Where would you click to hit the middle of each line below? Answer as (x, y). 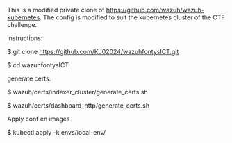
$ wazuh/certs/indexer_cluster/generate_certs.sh (77, 92)
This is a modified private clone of (56, 10)
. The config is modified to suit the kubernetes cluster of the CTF (132, 17)
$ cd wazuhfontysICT (38, 65)
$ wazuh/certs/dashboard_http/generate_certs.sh (78, 106)
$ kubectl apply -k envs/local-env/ (57, 132)
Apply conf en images (39, 119)
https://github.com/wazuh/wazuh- (155, 10)
